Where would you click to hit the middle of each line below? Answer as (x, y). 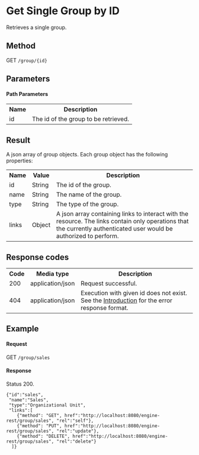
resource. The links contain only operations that (122, 222)
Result (18, 140)
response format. (105, 307)
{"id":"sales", (25, 395)
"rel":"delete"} (76, 441)
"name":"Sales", (29, 400)
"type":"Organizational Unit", (47, 405)
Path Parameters (27, 94)
